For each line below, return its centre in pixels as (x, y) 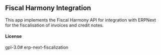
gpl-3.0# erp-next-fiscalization (37, 47)
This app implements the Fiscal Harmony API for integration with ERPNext (80, 20)
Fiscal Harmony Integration (48, 8)
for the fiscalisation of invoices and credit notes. (54, 25)
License (14, 36)
